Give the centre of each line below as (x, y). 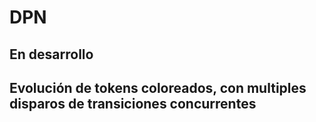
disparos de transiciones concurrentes (133, 103)
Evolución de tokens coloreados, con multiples (158, 87)
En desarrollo (51, 54)
